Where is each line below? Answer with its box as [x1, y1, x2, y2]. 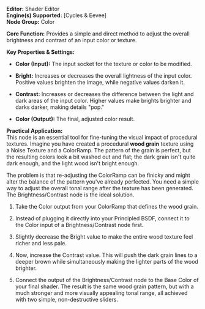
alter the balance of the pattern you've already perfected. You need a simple [6, 178, 199, 185]
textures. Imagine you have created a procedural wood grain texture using [6, 140, 194, 147]
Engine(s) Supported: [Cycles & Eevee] [6, 12, 107, 19]
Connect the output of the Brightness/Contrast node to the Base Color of [15, 277, 199, 283]
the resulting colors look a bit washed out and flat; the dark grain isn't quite [6, 153, 196, 160]
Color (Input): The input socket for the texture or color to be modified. [15, 61, 192, 67]
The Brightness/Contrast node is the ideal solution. [6, 191, 135, 198]
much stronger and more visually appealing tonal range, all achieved [15, 289, 188, 296]
